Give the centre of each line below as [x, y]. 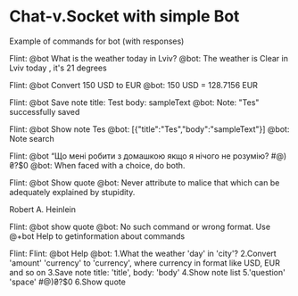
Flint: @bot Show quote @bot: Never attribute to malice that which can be [145, 182]
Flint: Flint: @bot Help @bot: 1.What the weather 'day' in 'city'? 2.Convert [143, 253]
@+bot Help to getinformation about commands [97, 236]
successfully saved [45, 111]
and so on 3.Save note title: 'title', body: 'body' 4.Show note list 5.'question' [147, 272]
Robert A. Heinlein [43, 209]
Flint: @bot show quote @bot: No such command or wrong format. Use [140, 226]
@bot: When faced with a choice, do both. [108, 165]
